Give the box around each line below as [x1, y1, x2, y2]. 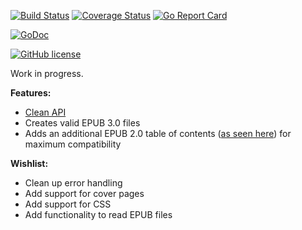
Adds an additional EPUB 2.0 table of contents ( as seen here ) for [24, 128, 292, 139]
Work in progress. [10, 68, 84, 79]
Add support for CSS [24, 198, 112, 210]
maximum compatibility [24, 138, 122, 150]
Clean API [24, 106, 67, 118]
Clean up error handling [24, 177, 123, 189]
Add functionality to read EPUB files [24, 209, 173, 220]
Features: [10, 87, 52, 99]
